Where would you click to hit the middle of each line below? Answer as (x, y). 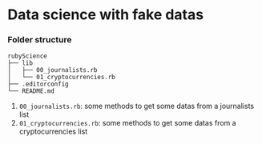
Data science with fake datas (106, 15)
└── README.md (31, 91)
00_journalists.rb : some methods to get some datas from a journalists (136, 106)
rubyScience (27, 56)
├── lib (20, 63)
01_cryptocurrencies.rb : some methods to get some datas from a (128, 123)
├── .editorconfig (38, 84)
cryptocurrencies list (53, 132)
